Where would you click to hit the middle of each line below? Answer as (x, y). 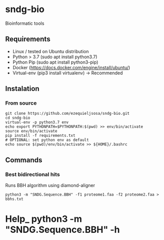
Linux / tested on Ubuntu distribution (51, 51)
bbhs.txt (14, 199)
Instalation (22, 89)
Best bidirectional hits (33, 174)
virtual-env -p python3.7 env (37, 122)
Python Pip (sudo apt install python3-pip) (55, 62)
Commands (24, 160)
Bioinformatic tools (25, 23)
